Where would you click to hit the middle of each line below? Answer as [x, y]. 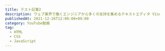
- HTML [16, 32]
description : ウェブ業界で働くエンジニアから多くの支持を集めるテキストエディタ [78, 14]
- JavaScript [23, 41]
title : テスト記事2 [23, 9]
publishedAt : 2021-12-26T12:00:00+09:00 [47, 18]
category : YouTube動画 [27, 23]
